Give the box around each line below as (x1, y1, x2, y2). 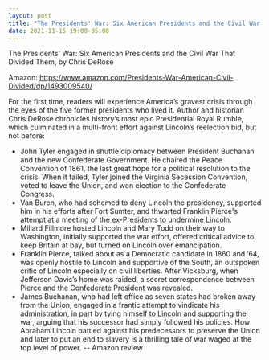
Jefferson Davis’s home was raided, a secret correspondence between (19, 275, 255, 284)
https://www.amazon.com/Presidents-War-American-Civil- (39, 73, 234, 83)
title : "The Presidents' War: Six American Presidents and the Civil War (8, 19, 261, 27)
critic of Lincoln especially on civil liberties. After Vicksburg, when (19, 266, 238, 276)
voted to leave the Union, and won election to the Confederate (19, 181, 226, 190)
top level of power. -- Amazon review (19, 343, 143, 353)
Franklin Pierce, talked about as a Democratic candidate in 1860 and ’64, (19, 249, 259, 259)
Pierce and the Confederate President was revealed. (19, 283, 194, 293)
